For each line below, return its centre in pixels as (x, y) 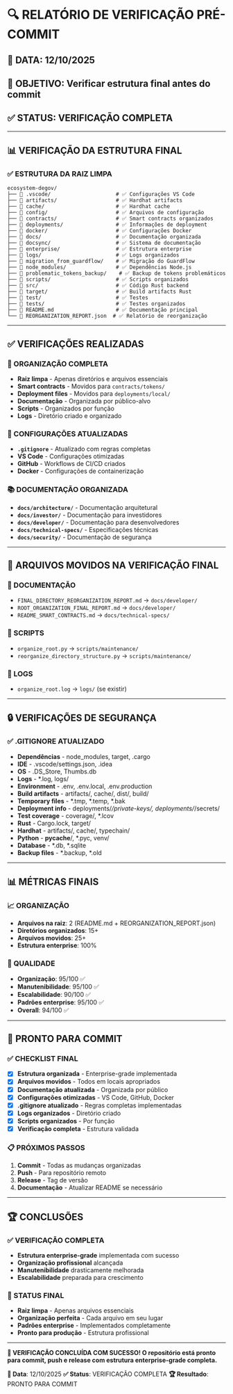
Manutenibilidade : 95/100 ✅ (58, 986)
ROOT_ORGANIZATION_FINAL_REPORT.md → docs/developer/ (96, 608)
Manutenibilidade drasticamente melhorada (80, 1270)
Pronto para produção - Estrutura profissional (83, 1333)
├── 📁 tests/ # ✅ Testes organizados (96, 304)
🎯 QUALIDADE (31, 963)
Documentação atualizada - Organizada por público (93, 1089)
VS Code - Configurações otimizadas (71, 456)
